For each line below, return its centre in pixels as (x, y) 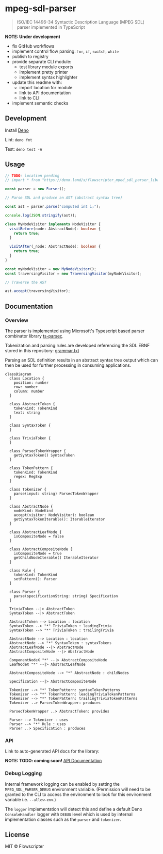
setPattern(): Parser (35, 579)
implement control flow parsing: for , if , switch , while (65, 51)
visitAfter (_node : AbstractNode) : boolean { (55, 247)
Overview (17, 320)
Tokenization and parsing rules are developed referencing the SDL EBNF (77, 345)
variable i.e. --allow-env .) (31, 799)
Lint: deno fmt (19, 139)
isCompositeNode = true (38, 554)
